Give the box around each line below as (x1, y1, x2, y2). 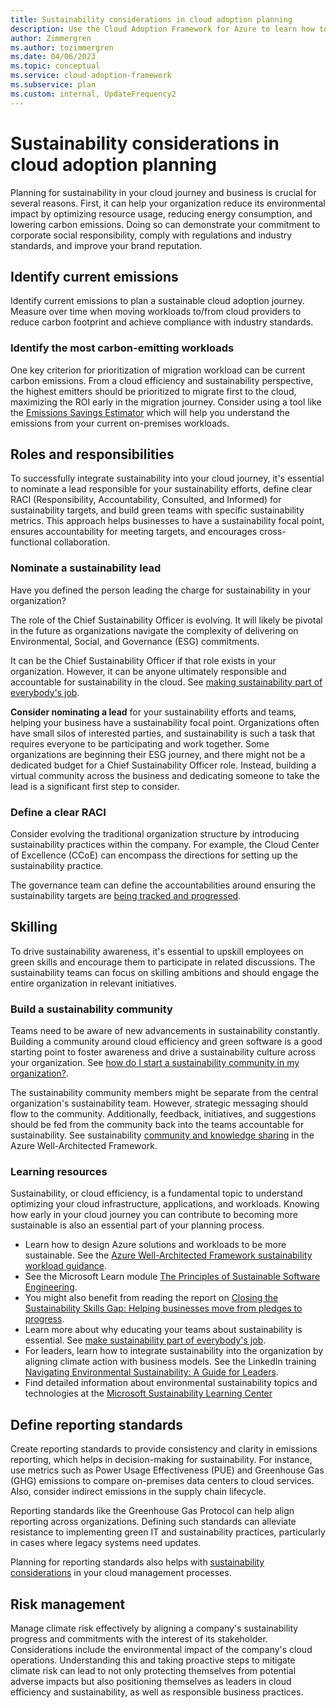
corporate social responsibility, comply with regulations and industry (10, 229, 293, 241)
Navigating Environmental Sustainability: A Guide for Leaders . (24, 1366, 279, 1378)
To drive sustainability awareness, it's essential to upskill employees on (10, 945, 304, 957)
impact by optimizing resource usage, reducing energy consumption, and (10, 207, 313, 220)
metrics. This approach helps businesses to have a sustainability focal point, (10, 515, 325, 527)
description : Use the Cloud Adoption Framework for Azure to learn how (10, 24, 315, 34)
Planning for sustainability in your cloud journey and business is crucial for (10, 186, 317, 198)
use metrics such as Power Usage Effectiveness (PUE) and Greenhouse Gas (10, 1464, 325, 1476)
